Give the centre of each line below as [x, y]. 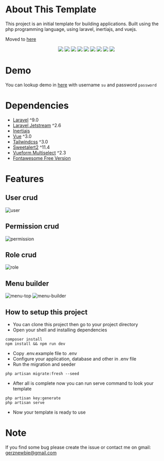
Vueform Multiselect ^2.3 [39, 152]
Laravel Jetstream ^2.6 [37, 125]
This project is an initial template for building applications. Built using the [82, 24]
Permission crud [32, 227]
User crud [22, 198]
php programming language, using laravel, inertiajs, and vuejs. [71, 29]
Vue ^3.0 [22, 136]
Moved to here [21, 39]
